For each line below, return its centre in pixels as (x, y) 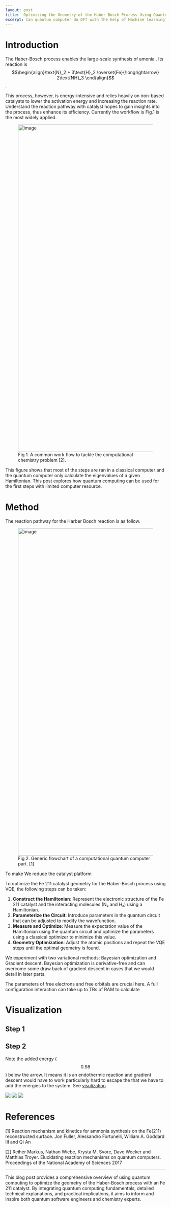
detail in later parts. (25, 974)
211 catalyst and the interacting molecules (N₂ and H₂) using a (77, 904)
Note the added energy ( (31, 1059)
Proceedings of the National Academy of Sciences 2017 (64, 1163)
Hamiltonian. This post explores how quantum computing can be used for (82, 481)
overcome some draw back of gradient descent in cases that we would (80, 969)
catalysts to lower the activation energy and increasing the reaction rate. (81, 101)
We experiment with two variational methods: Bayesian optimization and (81, 958)
